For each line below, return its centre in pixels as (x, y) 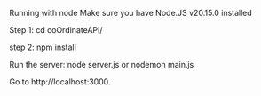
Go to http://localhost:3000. (60, 82)
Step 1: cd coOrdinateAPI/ (56, 30)
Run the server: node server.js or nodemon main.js (102, 64)
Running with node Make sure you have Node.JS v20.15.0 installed (131, 13)
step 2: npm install (43, 47)
